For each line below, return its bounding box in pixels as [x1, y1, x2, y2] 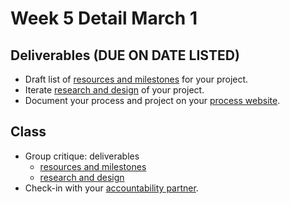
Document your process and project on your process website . [24, 95, 281, 106]
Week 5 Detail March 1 [10, 7, 198, 30]
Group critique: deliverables [24, 150, 140, 162]
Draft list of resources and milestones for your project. [24, 73, 249, 85]
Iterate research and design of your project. [24, 84, 205, 96]
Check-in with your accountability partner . [24, 182, 199, 194]
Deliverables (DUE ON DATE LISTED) [10, 47, 240, 64]
